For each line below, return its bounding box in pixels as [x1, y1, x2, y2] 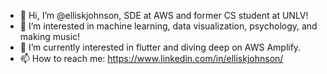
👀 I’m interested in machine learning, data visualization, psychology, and [19, 20, 318, 32]
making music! [19, 31, 81, 42]
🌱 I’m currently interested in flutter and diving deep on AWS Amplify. [19, 41, 302, 53]
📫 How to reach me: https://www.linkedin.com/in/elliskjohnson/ [19, 53, 284, 64]
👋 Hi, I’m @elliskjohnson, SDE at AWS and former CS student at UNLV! [19, 10, 309, 21]
